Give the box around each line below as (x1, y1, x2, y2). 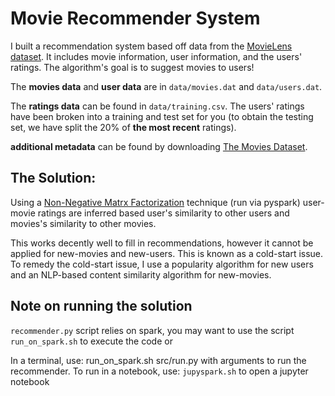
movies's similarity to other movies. (10, 217, 157, 229)
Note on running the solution (10, 298, 193, 315)
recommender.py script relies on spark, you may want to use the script (10, 324, 295, 336)
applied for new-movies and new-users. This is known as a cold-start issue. (10, 247, 324, 259)
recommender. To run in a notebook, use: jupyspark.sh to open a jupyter (10, 365, 309, 377)
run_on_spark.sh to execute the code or (10, 335, 173, 347)
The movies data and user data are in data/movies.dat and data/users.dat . (10, 80, 323, 92)
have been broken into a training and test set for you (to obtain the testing (10, 110, 314, 122)
